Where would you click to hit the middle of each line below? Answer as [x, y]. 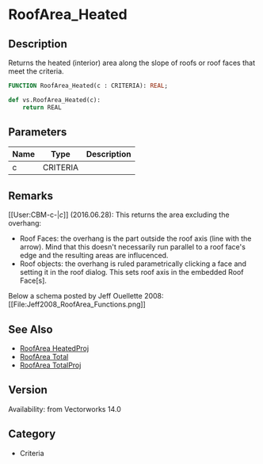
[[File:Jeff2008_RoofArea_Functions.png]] [77, 304]
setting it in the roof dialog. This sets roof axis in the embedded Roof [131, 272]
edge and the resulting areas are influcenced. [94, 256]
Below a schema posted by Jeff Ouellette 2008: [86, 296]
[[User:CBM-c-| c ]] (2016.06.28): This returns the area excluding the [119, 215]
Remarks [31, 196]
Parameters [38, 132]
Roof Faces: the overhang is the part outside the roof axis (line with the [135, 238]
